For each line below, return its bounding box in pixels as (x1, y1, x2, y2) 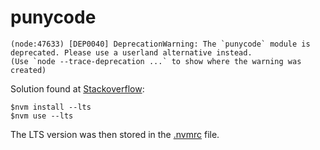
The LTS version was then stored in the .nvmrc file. (10, 128, 220, 140)
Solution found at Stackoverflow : (10, 82, 145, 95)
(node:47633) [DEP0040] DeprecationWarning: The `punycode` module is (10, 39, 311, 49)
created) (10, 65, 47, 75)
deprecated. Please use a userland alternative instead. (10, 47, 253, 58)
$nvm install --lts (10, 102, 92, 112)
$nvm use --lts (10, 111, 74, 121)
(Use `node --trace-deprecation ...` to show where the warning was (10, 56, 302, 66)
